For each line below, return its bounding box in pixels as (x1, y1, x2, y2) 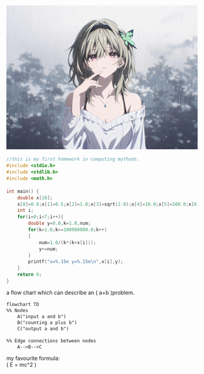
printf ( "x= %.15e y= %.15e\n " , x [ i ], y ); (28, 259, 123, 265)
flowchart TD (6, 301, 39, 307)
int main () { (6, 188, 39, 194)
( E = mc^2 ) (6, 361, 37, 368)
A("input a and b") (17, 313, 67, 319)
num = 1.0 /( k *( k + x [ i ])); (38, 239, 97, 245)
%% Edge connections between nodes (6, 338, 97, 344)
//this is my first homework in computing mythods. (6, 156, 140, 163)
